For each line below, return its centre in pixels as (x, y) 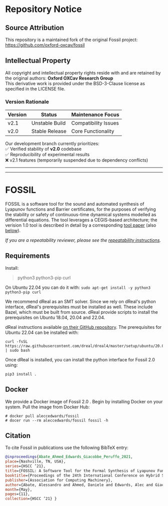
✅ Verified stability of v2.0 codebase (43, 149)
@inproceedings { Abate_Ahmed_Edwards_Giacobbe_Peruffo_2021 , (69, 457)
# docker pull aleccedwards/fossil (42, 416)
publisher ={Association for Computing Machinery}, (59, 480)
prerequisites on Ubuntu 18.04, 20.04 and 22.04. (55, 317)
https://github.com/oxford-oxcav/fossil (45, 45)
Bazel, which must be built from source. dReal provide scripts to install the (82, 312)
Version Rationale (27, 102)
